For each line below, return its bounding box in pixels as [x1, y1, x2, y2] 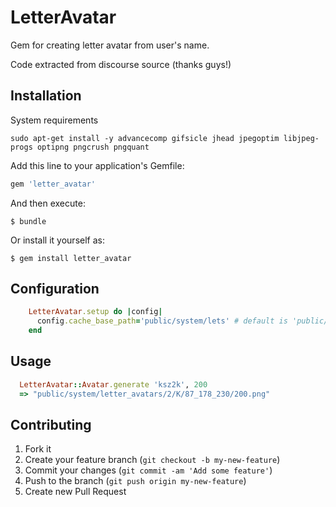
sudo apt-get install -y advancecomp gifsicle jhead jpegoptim [10, 133, 280, 143]
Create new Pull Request [24, 486, 127, 498]
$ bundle [10, 216, 47, 226]
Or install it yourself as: [10, 234, 105, 246]
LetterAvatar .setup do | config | [28, 307, 163, 317]
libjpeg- [283, 133, 320, 143]
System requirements [10, 114, 99, 126]
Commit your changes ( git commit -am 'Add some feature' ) [24, 464, 273, 476]
